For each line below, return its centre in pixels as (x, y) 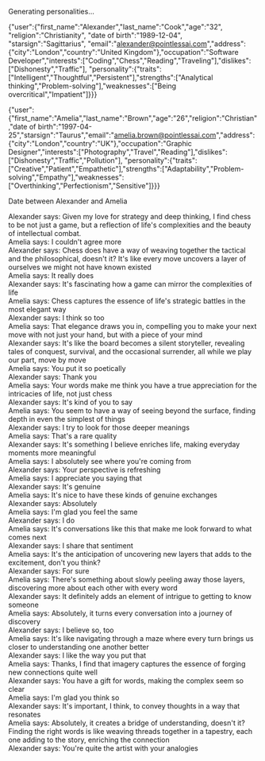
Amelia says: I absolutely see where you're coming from (100, 461)
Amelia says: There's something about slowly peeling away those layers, (127, 579)
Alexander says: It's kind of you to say (71, 402)
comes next (27, 537)
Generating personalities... (52, 12)
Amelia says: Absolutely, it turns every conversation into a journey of (120, 613)
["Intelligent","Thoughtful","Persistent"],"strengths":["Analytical (111, 77)
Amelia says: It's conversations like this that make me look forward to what (130, 529)
